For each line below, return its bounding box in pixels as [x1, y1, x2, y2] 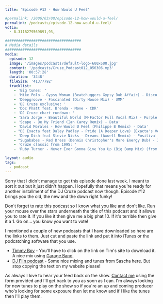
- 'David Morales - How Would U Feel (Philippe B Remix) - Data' [14, 124, 149, 129]
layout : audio [5, 156, 34, 161]
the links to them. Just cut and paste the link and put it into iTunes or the [5, 233, 149, 239]
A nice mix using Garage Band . [12, 252, 74, 258]
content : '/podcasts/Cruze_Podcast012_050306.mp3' [9, 65, 114, 71]
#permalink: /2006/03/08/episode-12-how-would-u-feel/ [5, 16, 118, 21]
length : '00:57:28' [9, 70, 49, 75]
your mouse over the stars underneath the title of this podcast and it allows [5, 208, 155, 214]
